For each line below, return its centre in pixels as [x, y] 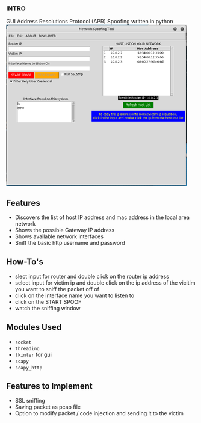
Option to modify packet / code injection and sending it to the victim [99, 413]
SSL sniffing [30, 401]
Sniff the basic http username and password [70, 242]
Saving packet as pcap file [48, 407]
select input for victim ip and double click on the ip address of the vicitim [105, 283]
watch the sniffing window [48, 308]
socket [23, 342]
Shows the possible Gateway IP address [65, 230]
